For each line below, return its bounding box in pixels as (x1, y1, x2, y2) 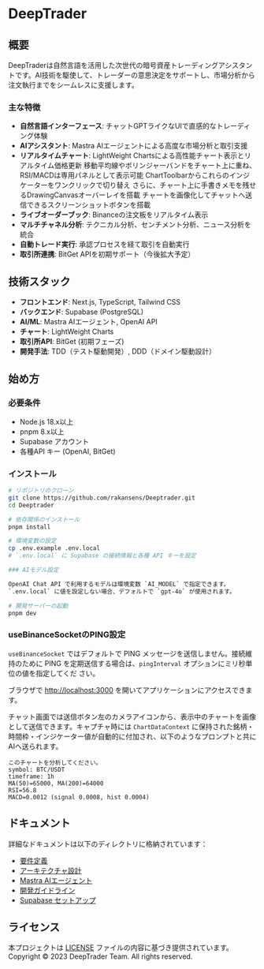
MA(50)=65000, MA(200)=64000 (8, 779, 104, 788)
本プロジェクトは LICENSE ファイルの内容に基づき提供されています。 (8, 943, 234, 952)
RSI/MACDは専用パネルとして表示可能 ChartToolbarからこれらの (19, 170, 230, 180)
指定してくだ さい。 (35, 668, 100, 678)
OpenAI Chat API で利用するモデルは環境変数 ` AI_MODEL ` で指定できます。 (8, 580, 230, 588)
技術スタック (8, 275, 71, 288)
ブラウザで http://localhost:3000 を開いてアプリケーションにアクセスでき (8, 685, 246, 694)
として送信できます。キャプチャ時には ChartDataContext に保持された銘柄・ (8, 721, 255, 731)
